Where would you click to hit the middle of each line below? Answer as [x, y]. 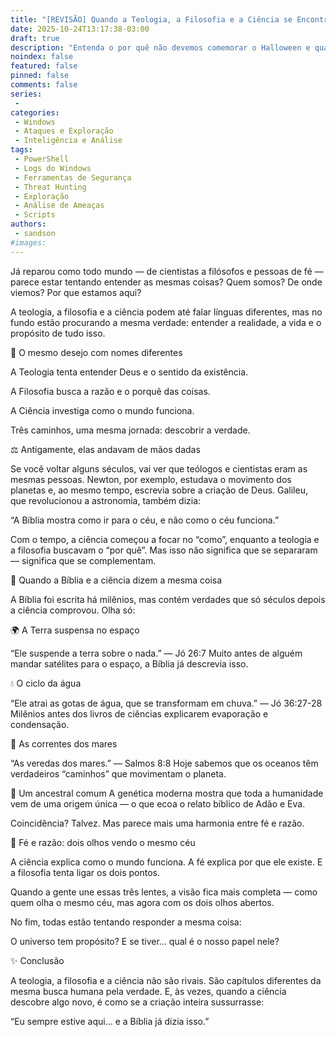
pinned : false [40, 76]
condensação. [40, 724]
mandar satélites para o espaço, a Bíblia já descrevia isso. [129, 663]
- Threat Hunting [50, 187]
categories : [35, 112]
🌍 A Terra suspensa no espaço [75, 630]
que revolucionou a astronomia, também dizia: [106, 500]
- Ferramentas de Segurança [73, 177]
